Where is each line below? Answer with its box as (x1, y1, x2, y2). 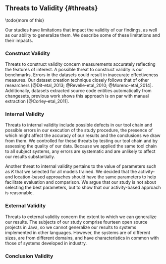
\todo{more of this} (5, 17, 45, 23)
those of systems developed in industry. (5, 240, 87, 246)
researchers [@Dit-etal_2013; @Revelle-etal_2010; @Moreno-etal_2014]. (5, 82, 153, 89)
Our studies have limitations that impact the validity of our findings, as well (5, 27, 158, 33)
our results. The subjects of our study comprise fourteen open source (5, 219, 148, 225)
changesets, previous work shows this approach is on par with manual (5, 93, 149, 99)
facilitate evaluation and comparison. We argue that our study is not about (5, 179, 156, 185)
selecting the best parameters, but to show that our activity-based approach (5, 184, 161, 191)
